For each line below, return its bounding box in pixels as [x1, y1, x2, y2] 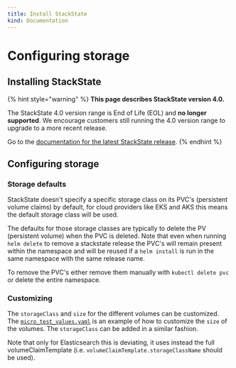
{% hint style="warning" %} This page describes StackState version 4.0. [7, 94, 225, 103]
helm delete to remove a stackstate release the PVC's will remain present [7, 239, 222, 248]
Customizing [7, 293, 53, 303]
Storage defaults [7, 179, 67, 189]
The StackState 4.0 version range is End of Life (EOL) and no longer [7, 108, 208, 117]
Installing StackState [7, 76, 102, 88]
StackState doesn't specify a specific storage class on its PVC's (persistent [7, 195, 228, 204]
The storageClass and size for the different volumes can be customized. [7, 310, 220, 318]
